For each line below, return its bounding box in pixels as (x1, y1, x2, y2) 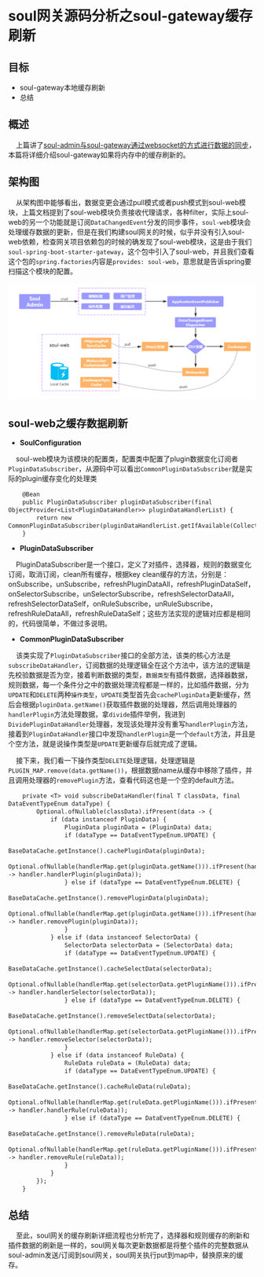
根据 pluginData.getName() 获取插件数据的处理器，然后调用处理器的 (21, 700, 237, 710)
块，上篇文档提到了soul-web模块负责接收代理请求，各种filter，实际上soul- (8, 207, 249, 217)
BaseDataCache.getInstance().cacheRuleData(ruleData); (8, 1083, 192, 1091)
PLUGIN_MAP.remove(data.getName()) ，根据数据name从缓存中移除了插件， (8, 765, 246, 775)
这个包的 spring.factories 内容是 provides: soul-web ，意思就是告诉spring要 (8, 256, 252, 266)
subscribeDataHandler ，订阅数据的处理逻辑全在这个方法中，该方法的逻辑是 (8, 661, 251, 670)
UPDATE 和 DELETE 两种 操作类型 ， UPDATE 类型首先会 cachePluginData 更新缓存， (8, 690, 244, 699)
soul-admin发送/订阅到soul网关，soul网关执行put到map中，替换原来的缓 (8, 1250, 244, 1260)
